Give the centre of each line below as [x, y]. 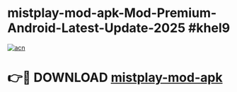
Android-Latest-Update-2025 [97, 28]
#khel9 [209, 28]
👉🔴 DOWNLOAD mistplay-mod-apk [115, 77]
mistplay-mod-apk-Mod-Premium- [112, 13]
